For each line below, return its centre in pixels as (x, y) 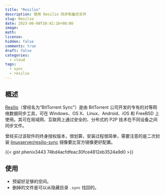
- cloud (17, 60)
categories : (17, 55)
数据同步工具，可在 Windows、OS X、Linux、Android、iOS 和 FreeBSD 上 (84, 113)
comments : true (21, 46)
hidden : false (20, 42)
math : (11, 32)
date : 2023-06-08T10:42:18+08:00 (39, 23)
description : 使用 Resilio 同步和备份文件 (46, 14)
